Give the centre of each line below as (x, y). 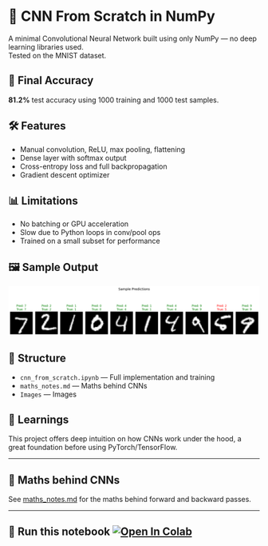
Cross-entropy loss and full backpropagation (93, 166)
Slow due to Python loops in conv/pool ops (90, 233)
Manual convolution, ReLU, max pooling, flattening (102, 149)
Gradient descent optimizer (65, 174)
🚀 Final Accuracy (51, 80)
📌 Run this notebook (59, 532)
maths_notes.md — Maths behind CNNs (83, 386)
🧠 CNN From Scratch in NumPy (112, 16)
